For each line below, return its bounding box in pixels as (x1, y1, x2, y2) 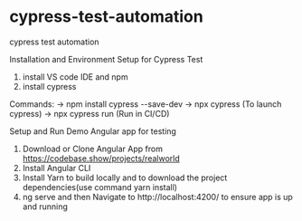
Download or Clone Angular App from (22, 143, 163, 154)
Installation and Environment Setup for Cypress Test (9, 53, 203, 64)
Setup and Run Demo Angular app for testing (9, 125, 176, 137)
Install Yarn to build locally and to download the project (22, 172, 228, 183)
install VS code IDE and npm (22, 71, 128, 82)
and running (22, 201, 68, 212)
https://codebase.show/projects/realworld (22, 152, 180, 164)
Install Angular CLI (22, 162, 91, 173)
